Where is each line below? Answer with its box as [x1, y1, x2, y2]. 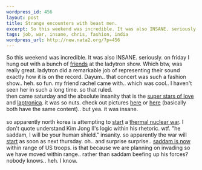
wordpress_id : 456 [6, 8, 53, 15]
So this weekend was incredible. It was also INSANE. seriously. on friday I [6, 54, 189, 61]
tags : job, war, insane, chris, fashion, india [6, 32, 129, 38]
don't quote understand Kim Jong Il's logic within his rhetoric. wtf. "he [6, 125, 181, 132]
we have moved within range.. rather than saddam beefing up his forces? [6, 151, 189, 158]
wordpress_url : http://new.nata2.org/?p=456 [6, 37, 120, 43]
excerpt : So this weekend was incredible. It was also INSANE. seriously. [6, 25, 199, 32]
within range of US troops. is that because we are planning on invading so [6, 144, 191, 151]
